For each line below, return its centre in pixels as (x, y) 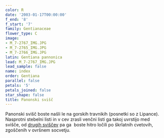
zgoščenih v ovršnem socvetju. (38, 130)
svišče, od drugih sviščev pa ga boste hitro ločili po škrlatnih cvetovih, (79, 125)
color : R (14, 10)
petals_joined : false (28, 90)
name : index (18, 72)
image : (12, 39)
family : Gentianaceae (28, 29)
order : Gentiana (22, 76)
